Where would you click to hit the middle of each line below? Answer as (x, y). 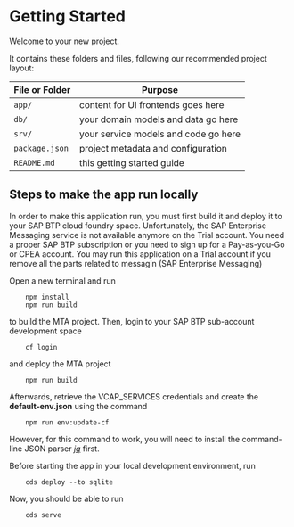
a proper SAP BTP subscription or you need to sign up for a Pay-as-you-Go (147, 244)
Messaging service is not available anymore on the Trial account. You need (147, 235)
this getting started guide (131, 162)
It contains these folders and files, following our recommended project (138, 58)
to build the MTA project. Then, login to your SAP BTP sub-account (132, 321)
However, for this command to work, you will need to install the (125, 439)
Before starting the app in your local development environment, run (132, 465)
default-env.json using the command (78, 406)
